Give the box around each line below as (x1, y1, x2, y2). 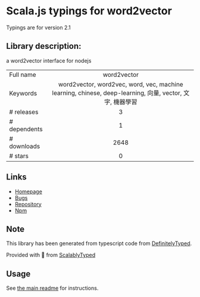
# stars (9, 151, 29, 160)
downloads (9, 142, 40, 150)
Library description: (6, 41, 82, 51)
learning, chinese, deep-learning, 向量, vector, (52, 88, 182, 97)
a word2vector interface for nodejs (6, 57, 92, 64)
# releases (9, 107, 39, 116)
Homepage (14, 188, 43, 195)
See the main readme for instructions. (6, 284, 99, 292)
